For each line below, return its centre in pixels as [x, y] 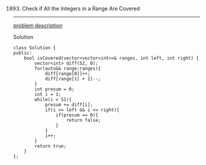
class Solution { [35, 48]
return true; [51, 146]
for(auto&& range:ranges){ [68, 69]
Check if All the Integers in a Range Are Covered [81, 9]
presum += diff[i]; [69, 105]
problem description [38, 25]
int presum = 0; [54, 89]
